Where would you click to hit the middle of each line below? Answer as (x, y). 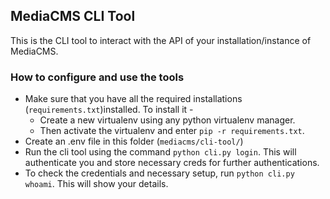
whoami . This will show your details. (96, 184)
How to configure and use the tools (97, 77)
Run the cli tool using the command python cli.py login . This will (160, 152)
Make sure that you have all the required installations (133, 99)
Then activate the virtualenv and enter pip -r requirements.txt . (172, 131)
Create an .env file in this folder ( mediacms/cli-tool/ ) (134, 141)
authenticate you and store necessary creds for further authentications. (172, 163)
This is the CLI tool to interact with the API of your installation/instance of (161, 40)
